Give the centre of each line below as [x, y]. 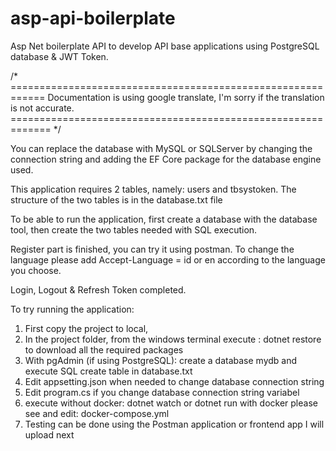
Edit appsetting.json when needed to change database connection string [174, 381]
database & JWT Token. [59, 56]
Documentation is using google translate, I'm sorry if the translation [186, 97]
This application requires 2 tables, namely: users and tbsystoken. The [153, 189]
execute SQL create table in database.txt [108, 371]
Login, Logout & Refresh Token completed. [98, 289]
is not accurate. [42, 108]
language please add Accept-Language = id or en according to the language [168, 259]
